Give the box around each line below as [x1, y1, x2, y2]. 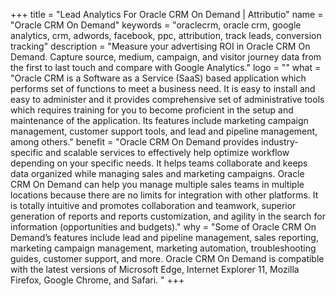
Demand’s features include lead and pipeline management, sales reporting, [10, 232, 319, 243]
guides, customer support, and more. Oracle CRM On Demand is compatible [10, 253, 325, 264]
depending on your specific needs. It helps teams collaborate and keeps [10, 157, 308, 169]
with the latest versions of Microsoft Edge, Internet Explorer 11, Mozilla [10, 264, 300, 275]
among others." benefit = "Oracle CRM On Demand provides [10, 136, 260, 148]
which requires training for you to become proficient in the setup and [10, 104, 294, 116]
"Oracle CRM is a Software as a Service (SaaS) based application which [10, 72, 307, 84]
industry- [260, 136, 299, 148]
